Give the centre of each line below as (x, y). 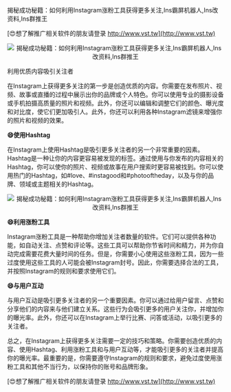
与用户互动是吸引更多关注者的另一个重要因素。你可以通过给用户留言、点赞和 (115, 300)
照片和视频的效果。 (40, 120)
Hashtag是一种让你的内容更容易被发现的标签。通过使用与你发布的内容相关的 (115, 158)
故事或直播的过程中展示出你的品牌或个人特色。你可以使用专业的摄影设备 (121, 94)
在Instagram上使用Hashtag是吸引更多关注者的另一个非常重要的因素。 (106, 149)
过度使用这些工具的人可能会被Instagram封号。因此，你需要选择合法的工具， (114, 262)
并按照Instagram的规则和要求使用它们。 (64, 271)
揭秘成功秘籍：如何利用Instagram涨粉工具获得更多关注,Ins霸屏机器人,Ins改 (113, 10)
